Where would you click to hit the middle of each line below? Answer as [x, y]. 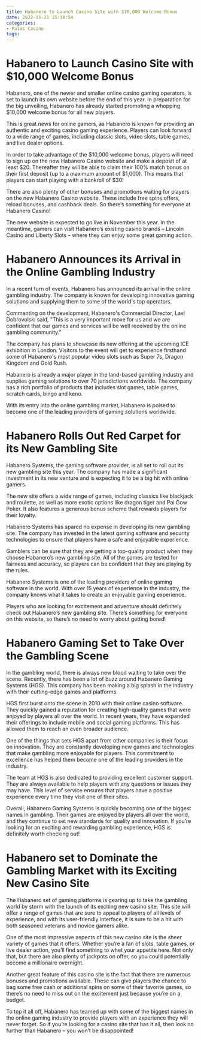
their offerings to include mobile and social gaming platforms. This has [93, 722]
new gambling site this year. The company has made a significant [87, 471]
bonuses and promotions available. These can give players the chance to [96, 981]
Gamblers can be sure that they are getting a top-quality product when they [99, 551]
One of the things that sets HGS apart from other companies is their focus [97, 740]
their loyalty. [22, 515]
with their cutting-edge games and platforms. [62, 692]
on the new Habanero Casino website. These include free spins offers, [93, 198]
